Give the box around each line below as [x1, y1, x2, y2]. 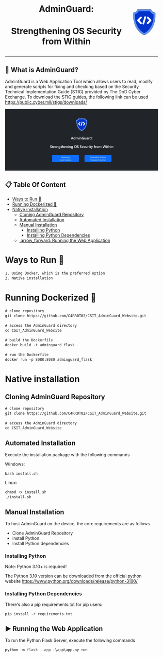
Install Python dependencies [12, 541, 69, 547]
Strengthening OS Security [11, 26, 122, 37]
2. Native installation [5, 276, 53, 281]
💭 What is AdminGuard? [5, 66, 79, 74]
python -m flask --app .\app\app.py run [5, 648, 88, 653]
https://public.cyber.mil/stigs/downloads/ [5, 99, 87, 105]
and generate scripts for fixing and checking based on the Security [5, 84, 139, 89]
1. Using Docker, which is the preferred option [5, 271, 105, 276]
